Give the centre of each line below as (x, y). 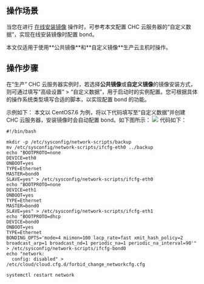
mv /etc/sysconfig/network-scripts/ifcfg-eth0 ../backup (80, 147)
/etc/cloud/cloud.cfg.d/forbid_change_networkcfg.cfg (76, 264)
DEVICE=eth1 (21, 190)
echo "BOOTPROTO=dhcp (34, 216)
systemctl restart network (40, 275)
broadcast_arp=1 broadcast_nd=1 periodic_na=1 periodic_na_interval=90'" (102, 243)
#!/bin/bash (21, 131)
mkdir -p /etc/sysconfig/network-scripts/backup (69, 142)
